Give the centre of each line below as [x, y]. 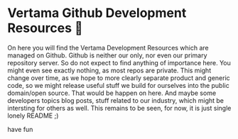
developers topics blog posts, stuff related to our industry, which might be [116, 100]
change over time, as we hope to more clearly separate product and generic [119, 78]
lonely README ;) [33, 116]
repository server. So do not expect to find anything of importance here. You [119, 62]
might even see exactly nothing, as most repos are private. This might [109, 70]
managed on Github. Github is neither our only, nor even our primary [107, 55]
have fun [20, 129]
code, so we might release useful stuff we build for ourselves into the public [118, 85]
